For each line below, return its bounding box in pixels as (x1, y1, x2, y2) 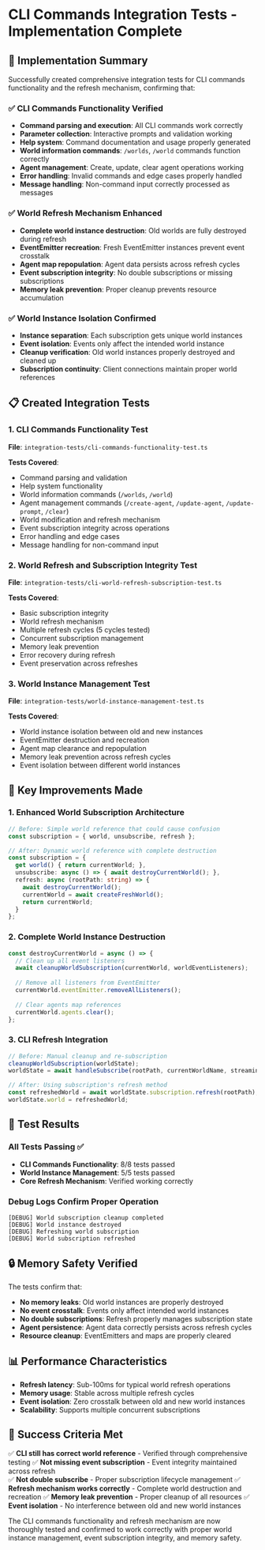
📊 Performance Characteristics (8, 1355, 167, 1368)
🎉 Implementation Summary (8, 54, 148, 67)
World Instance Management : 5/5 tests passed (19, 1167, 176, 1177)
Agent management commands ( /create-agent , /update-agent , (19, 498, 225, 507)
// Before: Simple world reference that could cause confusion (8, 824, 221, 833)
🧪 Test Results (8, 1118, 80, 1131)
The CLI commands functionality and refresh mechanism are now (8, 1516, 221, 1526)
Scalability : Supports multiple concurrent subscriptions (19, 1405, 201, 1414)
